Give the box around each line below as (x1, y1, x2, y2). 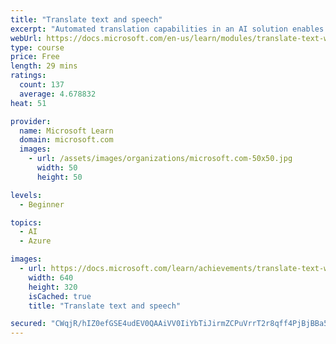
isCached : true (28, 291, 92, 301)
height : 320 (28, 282, 78, 292)
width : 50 (36, 163, 78, 173)
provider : (10, 116, 52, 126)
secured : (10, 319, 47, 329)
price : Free (10, 52, 60, 62)
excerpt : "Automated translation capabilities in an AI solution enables (10, 24, 325, 34)
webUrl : (10, 33, 43, 43)
